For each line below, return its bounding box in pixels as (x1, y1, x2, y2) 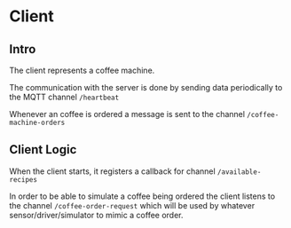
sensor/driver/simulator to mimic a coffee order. (9, 209, 184, 220)
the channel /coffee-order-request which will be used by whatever (9, 200, 256, 210)
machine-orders (9, 118, 66, 127)
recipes (9, 175, 38, 184)
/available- (216, 167, 262, 177)
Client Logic (9, 142, 77, 157)
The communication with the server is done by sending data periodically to (9, 83, 283, 92)
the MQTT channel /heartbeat (9, 91, 120, 102)
